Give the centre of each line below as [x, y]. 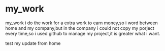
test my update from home [33, 43]
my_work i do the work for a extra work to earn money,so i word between [82, 23]
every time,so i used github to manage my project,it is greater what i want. [83, 33]
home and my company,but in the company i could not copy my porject [80, 28]
